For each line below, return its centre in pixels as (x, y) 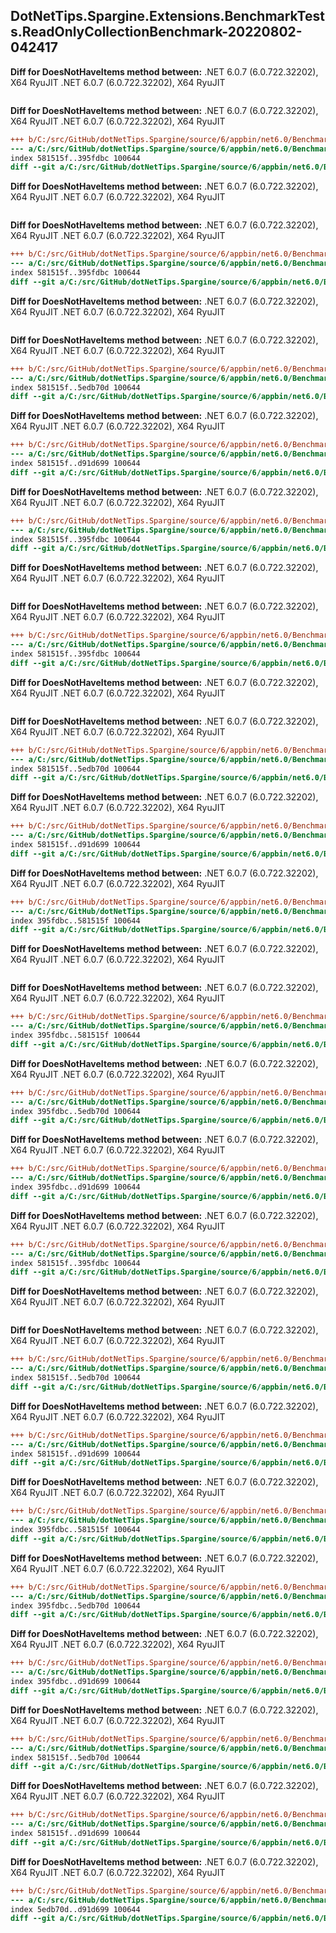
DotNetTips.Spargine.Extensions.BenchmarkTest (167, 16)
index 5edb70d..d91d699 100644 (75, 1909)
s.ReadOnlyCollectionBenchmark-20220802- (156, 32)
